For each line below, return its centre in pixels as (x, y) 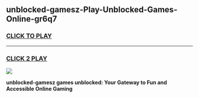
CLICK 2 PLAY (27, 58)
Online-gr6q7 (32, 19)
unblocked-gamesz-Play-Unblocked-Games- (92, 10)
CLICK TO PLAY (29, 36)
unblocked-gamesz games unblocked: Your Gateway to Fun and (87, 82)
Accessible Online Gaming (39, 88)
